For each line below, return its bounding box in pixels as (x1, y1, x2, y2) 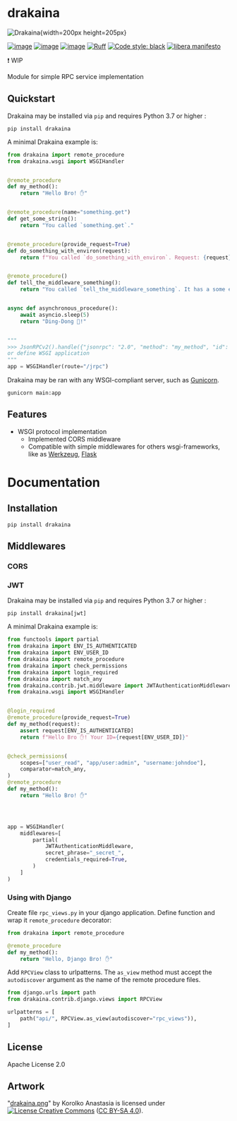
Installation (7, 502, 58, 514)
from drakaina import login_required (7, 669, 119, 676)
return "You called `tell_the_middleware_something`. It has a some (20, 286, 226, 293)
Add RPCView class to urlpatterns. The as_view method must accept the (7, 968, 212, 976)
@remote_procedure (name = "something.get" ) (7, 209, 131, 216)
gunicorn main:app (7, 389, 61, 396)
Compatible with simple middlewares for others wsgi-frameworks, (28, 442, 221, 451)
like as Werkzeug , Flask (28, 449, 97, 458)
